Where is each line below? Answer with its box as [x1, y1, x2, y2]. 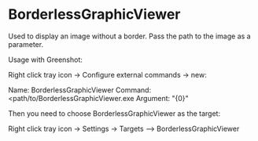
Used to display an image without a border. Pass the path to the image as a [8, 31, 251, 41]
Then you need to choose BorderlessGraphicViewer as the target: [8, 108, 221, 118]
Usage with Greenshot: [8, 55, 83, 64]
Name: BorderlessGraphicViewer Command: [8, 85, 152, 95]
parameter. [8, 39, 44, 49]
